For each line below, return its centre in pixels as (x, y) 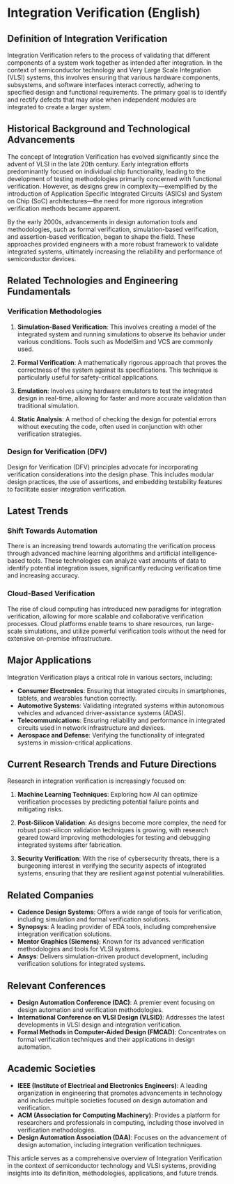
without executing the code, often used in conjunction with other (110, 426)
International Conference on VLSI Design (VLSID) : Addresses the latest (121, 1018)
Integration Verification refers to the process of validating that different (109, 55)
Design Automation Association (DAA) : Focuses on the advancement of (122, 1137)
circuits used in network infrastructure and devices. (91, 727)
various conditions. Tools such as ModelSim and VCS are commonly (115, 341)
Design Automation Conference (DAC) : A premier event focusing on (116, 1003)
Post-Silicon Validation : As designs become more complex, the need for (122, 823)
